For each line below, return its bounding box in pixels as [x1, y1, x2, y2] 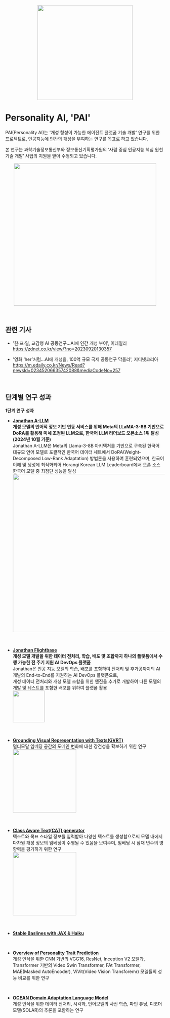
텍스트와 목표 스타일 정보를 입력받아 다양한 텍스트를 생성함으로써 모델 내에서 [12, 833, 163, 839]
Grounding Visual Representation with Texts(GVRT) [12, 737, 123, 743]
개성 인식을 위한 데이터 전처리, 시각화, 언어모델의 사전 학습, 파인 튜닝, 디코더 [12, 1000, 162, 1007]
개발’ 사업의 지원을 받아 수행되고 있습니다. [14, 152, 97, 159]
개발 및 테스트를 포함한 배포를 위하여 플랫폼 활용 [12, 684, 107, 690]
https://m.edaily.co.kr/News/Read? [12, 362, 85, 368]
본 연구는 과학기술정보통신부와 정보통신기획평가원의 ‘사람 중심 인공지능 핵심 [5, 146, 154, 152]
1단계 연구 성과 [5, 408, 34, 414]
